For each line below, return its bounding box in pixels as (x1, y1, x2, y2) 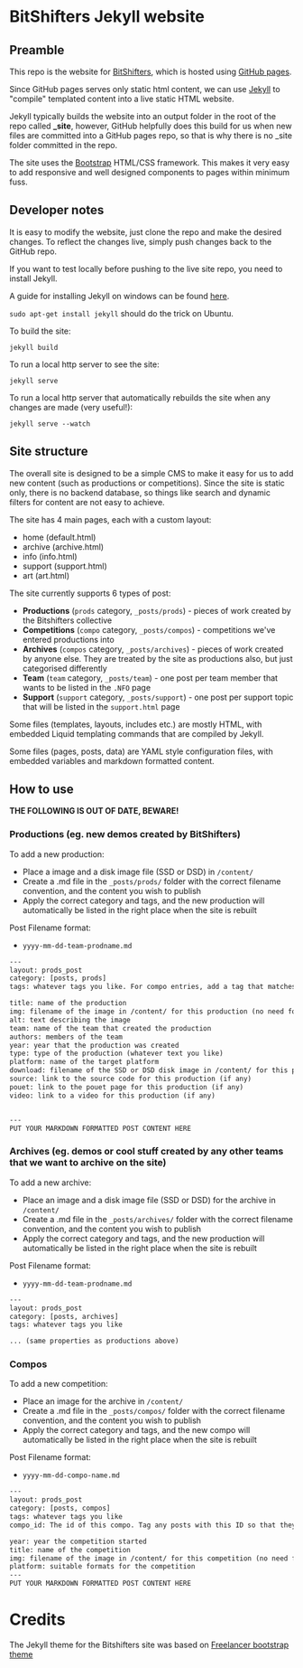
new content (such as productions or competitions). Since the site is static (9, 477, 286, 488)
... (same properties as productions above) (9, 1336, 179, 1346)
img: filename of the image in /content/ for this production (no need (9, 1007, 284, 1016)
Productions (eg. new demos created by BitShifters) (9, 828, 242, 841)
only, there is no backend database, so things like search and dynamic (9, 486, 271, 498)
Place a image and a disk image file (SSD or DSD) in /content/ (22, 866, 254, 877)
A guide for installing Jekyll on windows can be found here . (9, 290, 230, 301)
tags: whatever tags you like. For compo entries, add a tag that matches (9, 983, 297, 992)
